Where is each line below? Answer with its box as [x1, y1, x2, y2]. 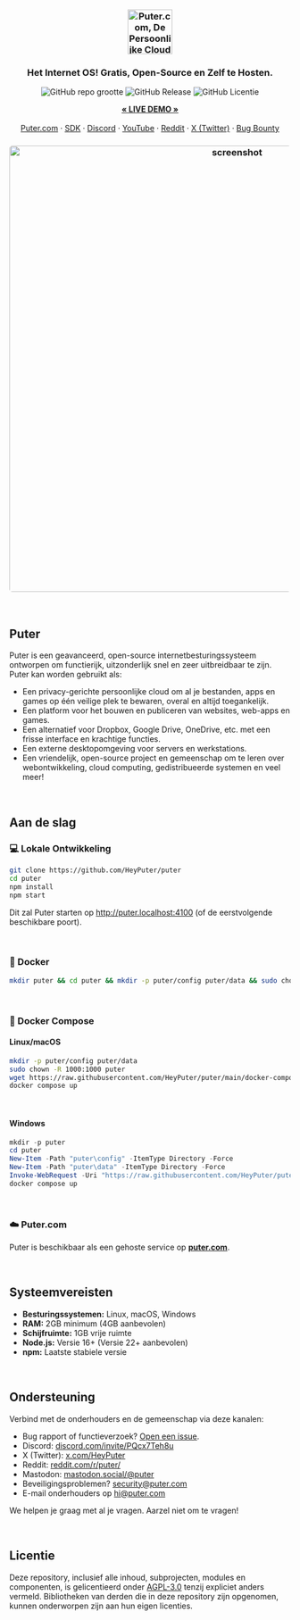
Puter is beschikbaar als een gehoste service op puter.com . [9, 1242, 230, 1253]
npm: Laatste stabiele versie [21, 1346, 128, 1357]
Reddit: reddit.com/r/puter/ [21, 1459, 121, 1470]
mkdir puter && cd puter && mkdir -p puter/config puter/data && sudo [9, 976, 278, 985]
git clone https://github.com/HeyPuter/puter [9, 866, 181, 875]
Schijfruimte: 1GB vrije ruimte [21, 1327, 132, 1338]
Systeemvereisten [9, 1285, 113, 1300]
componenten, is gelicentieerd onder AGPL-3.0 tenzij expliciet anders [9, 1581, 265, 1592]
